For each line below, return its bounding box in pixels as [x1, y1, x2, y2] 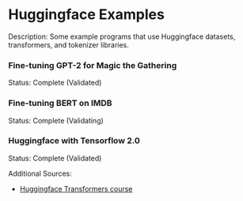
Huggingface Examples [8, 6, 165, 24]
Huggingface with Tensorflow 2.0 [8, 135, 140, 146]
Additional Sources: [8, 169, 73, 178]
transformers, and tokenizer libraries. [8, 40, 129, 49]
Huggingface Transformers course [19, 184, 133, 193]
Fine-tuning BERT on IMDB [8, 97, 112, 108]
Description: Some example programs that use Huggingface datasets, [8, 32, 236, 41]
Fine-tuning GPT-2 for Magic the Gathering [8, 59, 177, 70]
